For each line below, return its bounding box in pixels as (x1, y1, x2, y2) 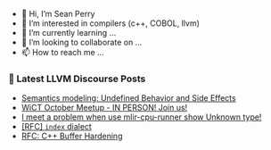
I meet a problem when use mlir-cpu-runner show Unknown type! (21, 112, 262, 122)
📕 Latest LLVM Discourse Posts (8, 72, 146, 85)
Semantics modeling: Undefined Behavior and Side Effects (21, 93, 237, 104)
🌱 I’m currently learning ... (21, 28, 117, 37)
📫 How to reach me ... (21, 47, 104, 57)
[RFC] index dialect (21, 121, 93, 132)
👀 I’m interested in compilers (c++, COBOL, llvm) (21, 18, 200, 29)
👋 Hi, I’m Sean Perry (21, 9, 95, 19)
